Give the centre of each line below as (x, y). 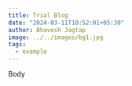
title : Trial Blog (38, 15)
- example (31, 52)
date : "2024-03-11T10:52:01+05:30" (66, 23)
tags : (17, 45)
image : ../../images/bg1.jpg (56, 37)
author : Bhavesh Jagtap (47, 30)
